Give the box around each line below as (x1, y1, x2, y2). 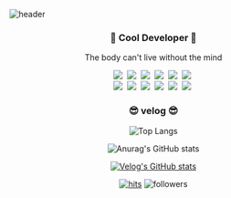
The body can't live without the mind (84, 52, 223, 63)
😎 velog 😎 (129, 105, 178, 118)
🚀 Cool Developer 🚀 (110, 31, 197, 44)
